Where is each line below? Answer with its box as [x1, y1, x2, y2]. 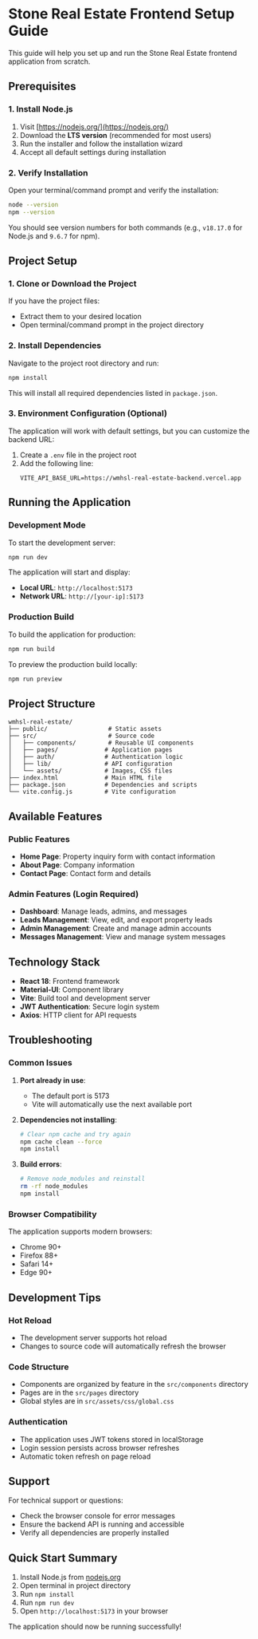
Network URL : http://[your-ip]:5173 [19, 591, 144, 601]
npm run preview [8, 675, 62, 683]
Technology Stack [8, 955, 100, 969]
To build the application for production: [8, 630, 136, 639]
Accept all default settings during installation [19, 147, 166, 156]
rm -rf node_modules [19, 1183, 88, 1191]
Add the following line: [19, 458, 94, 468]
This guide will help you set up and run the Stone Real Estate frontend [8, 48, 237, 57]
